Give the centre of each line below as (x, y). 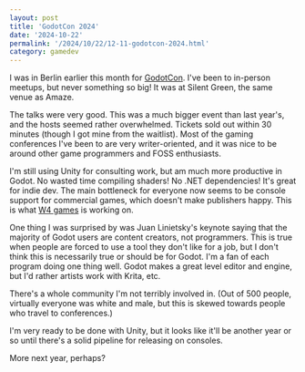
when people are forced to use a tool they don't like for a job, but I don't (144, 247)
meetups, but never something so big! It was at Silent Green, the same (141, 88)
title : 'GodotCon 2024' (55, 26)
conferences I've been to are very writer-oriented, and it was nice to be (143, 144)
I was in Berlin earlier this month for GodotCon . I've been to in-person (140, 77)
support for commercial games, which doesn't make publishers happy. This (151, 201)
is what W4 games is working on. (71, 210)
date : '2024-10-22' (46, 35)
